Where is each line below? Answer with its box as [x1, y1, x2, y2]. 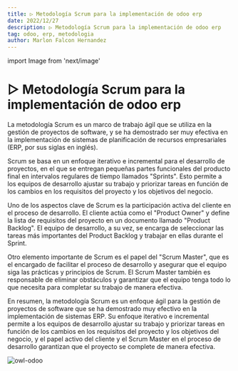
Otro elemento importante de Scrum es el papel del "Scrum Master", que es [7, 253, 229, 261]
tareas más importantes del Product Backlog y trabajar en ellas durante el [7, 231, 223, 240]
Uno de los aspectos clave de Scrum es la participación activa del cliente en [7, 201, 232, 210]
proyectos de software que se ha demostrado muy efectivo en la [7, 305, 197, 313]
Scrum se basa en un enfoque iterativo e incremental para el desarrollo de [7, 157, 225, 166]
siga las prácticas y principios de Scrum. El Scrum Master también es [7, 268, 211, 277]
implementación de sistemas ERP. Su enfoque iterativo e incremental [7, 312, 209, 321]
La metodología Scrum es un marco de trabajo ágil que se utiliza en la [7, 121, 212, 129]
